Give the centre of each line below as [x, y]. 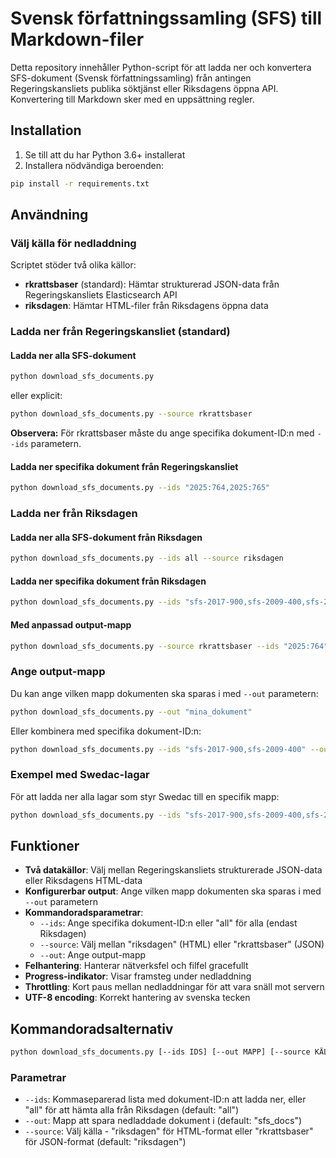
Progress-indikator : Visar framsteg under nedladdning [138, 976]
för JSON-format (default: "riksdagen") [105, 1142]
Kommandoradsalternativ [92, 1028]
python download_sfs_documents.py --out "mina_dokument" [131, 712]
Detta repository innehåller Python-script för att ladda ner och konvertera [161, 67]
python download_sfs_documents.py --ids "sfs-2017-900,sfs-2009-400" [158, 749]
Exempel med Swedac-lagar [80, 775]
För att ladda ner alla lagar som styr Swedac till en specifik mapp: [145, 796]
